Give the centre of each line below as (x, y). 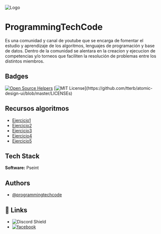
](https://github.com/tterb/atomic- (118, 88)
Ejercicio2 (22, 125)
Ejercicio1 (22, 120)
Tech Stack (22, 156)
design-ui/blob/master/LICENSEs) (39, 93)
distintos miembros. (25, 61)
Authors (18, 183)
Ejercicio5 (22, 141)
